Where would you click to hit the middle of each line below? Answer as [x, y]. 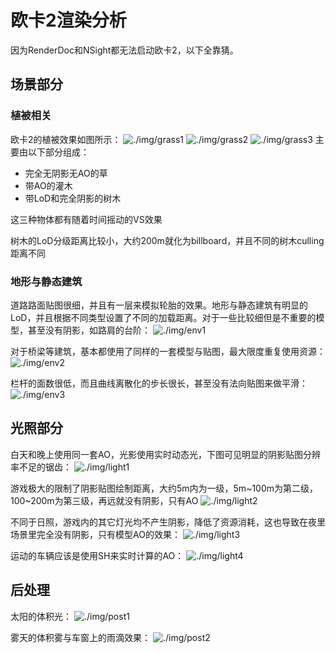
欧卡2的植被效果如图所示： [66, 139]
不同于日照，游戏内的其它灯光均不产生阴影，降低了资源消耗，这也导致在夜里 [168, 522]
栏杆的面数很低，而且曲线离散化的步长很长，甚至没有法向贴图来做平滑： [159, 383]
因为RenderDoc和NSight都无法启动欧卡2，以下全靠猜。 [124, 50]
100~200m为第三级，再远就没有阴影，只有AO [104, 500]
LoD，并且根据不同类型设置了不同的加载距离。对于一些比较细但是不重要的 [163, 317]
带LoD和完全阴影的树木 [73, 198]
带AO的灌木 [48, 185]
